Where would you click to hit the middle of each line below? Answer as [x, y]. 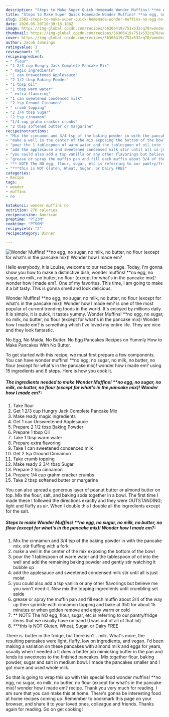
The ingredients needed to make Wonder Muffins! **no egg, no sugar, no [83, 382]
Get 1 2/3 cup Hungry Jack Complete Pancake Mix [65, 411]
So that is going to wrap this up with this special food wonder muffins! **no [83, 677]
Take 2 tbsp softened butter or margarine [55, 480]
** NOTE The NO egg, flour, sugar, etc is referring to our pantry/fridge [85, 615]
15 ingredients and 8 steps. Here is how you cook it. [59, 371]
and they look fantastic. [30, 330]
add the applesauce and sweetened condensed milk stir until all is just [85, 573]
